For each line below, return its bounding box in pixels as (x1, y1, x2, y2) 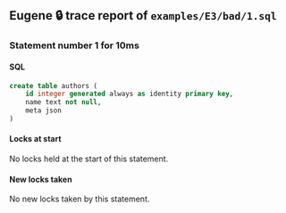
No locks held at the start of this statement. (9, 153, 169, 164)
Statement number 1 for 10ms (9, 39, 140, 52)
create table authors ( (9, 81, 98, 90)
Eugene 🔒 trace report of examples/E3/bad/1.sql (9, 8, 277, 23)
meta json (25, 106, 63, 115)
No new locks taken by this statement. (9, 193, 150, 204)
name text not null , (25, 98, 102, 107)
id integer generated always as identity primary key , (25, 89, 234, 99)
